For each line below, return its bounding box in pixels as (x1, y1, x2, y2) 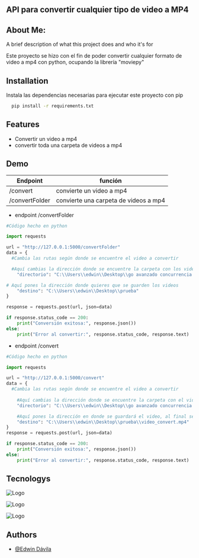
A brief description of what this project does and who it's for (6, 41, 153, 48)
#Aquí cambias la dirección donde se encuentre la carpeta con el (17, 397, 184, 403)
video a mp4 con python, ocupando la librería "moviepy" (6, 59, 145, 66)
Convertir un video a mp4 (14, 135, 78, 142)
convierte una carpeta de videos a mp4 (56, 196, 166, 204)
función (99, 176, 122, 185)
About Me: (6, 25, 46, 35)
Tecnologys (6, 474, 51, 484)
